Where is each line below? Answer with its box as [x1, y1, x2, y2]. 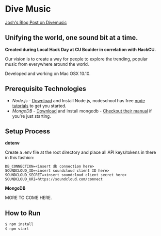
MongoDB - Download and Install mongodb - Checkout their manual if [12, 108, 152, 114]
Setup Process [5, 127, 50, 135]
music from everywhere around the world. [5, 61, 89, 67]
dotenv [5, 140, 20, 146]
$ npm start [5, 226, 29, 232]
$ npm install [5, 222, 34, 227]
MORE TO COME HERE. [5, 195, 52, 200]
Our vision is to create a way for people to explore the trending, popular [5, 56, 148, 62]
